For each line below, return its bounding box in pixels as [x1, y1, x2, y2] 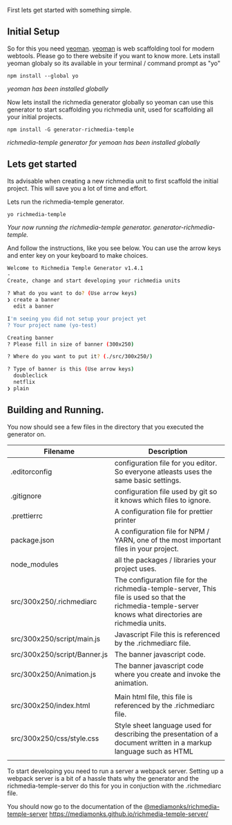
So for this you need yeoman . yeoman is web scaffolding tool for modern [7, 44, 215, 53]
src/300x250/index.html [10, 700, 90, 710]
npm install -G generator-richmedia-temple [7, 126, 135, 133]
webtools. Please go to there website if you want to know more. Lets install [7, 51, 220, 60]
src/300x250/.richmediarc [10, 596, 97, 606]
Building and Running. [7, 405, 105, 416]
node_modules [10, 559, 59, 569]
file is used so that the [114, 592, 186, 602]
